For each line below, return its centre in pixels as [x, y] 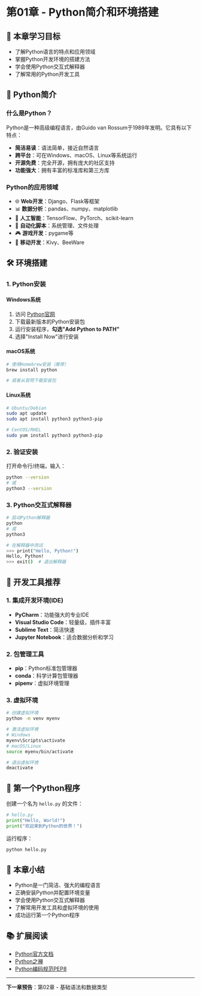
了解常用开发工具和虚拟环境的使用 [57, 907]
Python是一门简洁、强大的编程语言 [58, 885]
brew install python [32, 370]
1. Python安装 [26, 284]
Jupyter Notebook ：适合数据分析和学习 [64, 637]
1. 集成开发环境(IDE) [35, 601]
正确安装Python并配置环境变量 [53, 893]
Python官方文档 [34, 954]
